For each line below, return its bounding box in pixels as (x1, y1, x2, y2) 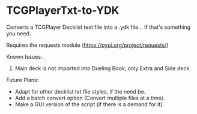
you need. (6, 29, 31, 37)
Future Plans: (6, 76, 39, 83)
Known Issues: (6, 53, 43, 60)
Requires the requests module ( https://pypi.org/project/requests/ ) (6, 41, 169, 49)
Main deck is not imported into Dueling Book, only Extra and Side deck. (14, 64, 191, 72)
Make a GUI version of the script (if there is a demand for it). (14, 100, 164, 108)
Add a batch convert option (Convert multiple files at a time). (14, 94, 165, 101)
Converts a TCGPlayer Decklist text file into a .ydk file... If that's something (6, 23, 191, 31)
